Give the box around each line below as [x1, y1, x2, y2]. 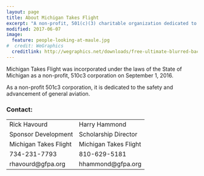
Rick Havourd [9, 120, 48, 128]
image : [6, 32, 23, 38]
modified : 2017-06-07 [6, 26, 61, 32]
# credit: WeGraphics [6, 43, 64, 49]
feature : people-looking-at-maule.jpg [12, 37, 110, 43]
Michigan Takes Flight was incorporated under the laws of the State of [6, 65, 182, 72]
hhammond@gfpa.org [78, 160, 141, 168]
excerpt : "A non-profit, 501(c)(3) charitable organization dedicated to [6, 20, 197, 26]
